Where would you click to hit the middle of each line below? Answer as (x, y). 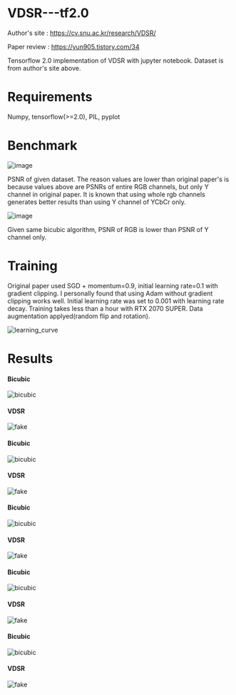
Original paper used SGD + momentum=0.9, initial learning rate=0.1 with (113, 285)
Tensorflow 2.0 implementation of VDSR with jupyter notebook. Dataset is (116, 60)
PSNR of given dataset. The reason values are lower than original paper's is (118, 179)
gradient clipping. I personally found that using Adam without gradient (110, 293)
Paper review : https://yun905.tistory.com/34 (74, 46)
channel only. (27, 237)
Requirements (50, 97)
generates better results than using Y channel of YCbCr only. (97, 202)
